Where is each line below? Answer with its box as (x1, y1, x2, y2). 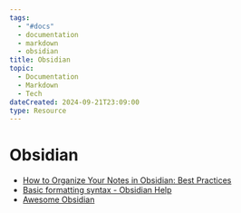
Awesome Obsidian (22, 194, 95, 205)
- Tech (17, 89, 43, 98)
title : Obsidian (9, 55, 71, 64)
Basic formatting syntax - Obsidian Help (22, 185, 172, 196)
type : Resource (9, 106, 67, 115)
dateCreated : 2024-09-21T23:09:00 (9, 97, 140, 107)
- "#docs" (17, 22, 54, 31)
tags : (9, 13, 30, 23)
